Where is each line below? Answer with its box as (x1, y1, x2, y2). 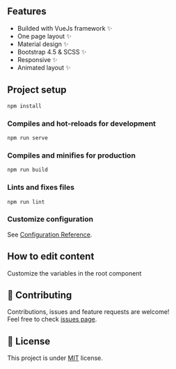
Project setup (7, 84, 67, 96)
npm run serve (7, 134, 49, 142)
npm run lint (7, 198, 45, 205)
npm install (7, 103, 42, 110)
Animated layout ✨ (17, 63, 71, 72)
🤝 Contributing (7, 289, 72, 301)
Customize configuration (7, 214, 94, 224)
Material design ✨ (17, 40, 69, 48)
